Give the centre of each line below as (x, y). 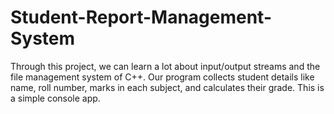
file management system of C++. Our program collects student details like (162, 77)
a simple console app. (55, 98)
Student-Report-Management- (141, 17)
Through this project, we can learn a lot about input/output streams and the (165, 66)
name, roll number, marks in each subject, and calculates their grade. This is (167, 87)
